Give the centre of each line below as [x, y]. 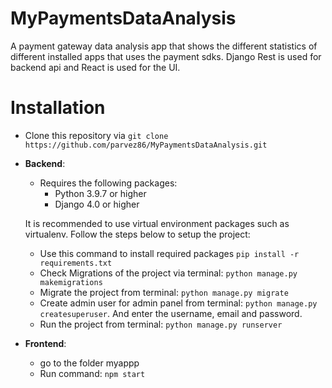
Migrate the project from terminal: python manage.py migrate [164, 292]
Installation [58, 108]
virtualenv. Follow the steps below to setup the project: [137, 234]
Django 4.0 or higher [97, 204]
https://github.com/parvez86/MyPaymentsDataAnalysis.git [146, 145]
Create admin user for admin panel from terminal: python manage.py [178, 303]
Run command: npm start [92, 373]
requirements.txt [76, 263]
